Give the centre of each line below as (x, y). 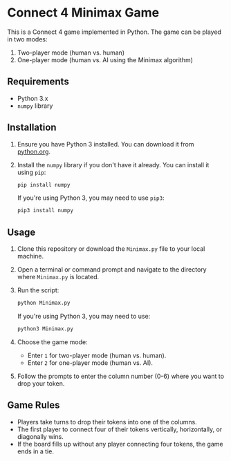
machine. (30, 256)
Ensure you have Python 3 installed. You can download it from (105, 144)
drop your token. (41, 383)
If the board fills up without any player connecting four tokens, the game (120, 444)
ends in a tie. (35, 451)
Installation (32, 128)
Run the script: (38, 290)
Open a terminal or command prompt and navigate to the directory (112, 270)
